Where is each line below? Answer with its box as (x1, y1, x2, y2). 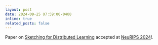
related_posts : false (5, 21, 50, 26)
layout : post (5, 7, 32, 12)
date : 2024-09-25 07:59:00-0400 (5, 12, 72, 17)
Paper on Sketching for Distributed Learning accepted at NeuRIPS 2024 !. (5, 34, 154, 40)
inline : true (5, 16, 32, 21)
